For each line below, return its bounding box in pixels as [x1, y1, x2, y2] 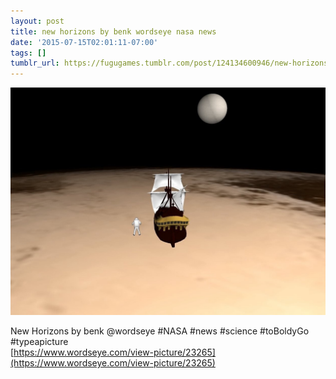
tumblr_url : [10, 58, 60, 69]
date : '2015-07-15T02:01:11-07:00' [10, 37, 159, 47]
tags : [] [10, 48, 47, 58]
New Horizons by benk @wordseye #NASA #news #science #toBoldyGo [10, 325, 310, 337]
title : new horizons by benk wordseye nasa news [10, 26, 217, 37]
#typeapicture [10, 336, 69, 348]
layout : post [10, 16, 65, 26]
